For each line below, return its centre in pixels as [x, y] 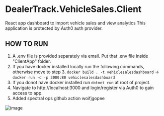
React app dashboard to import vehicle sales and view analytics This [75, 23]
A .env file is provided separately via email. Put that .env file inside [80, 56]
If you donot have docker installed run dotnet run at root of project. [81, 82]
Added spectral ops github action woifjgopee [59, 98]
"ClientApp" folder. [32, 61]
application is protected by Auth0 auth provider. [54, 28]
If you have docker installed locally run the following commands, [78, 66]
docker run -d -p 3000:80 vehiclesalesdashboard [64, 77]
